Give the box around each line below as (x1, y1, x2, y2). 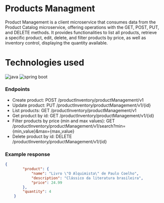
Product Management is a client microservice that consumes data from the (5, 19, 156, 25)
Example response (5, 151, 50, 158)
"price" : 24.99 (31, 180, 63, 185)
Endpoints (5, 86, 30, 93)
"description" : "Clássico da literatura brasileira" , (31, 176, 143, 180)
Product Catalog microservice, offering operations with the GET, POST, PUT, (5, 24, 159, 30)
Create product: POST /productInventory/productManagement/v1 (12, 97, 144, 103)
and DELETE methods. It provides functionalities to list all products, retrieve (5, 29, 157, 35)
